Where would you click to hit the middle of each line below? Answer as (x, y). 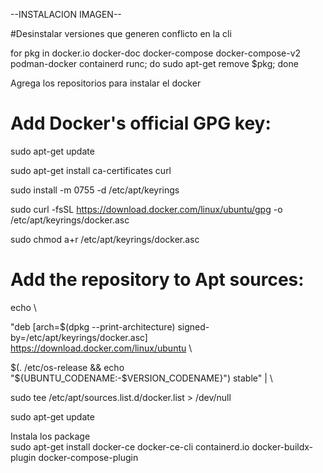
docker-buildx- (282, 446)
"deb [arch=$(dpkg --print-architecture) (93, 326)
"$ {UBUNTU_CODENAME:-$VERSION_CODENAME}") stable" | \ (141, 378)
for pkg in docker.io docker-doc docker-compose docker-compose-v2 (156, 53)
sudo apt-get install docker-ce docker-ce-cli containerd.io (130, 446)
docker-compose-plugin (88, 457)
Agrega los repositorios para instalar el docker (106, 83)
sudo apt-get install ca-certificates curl (91, 170)
